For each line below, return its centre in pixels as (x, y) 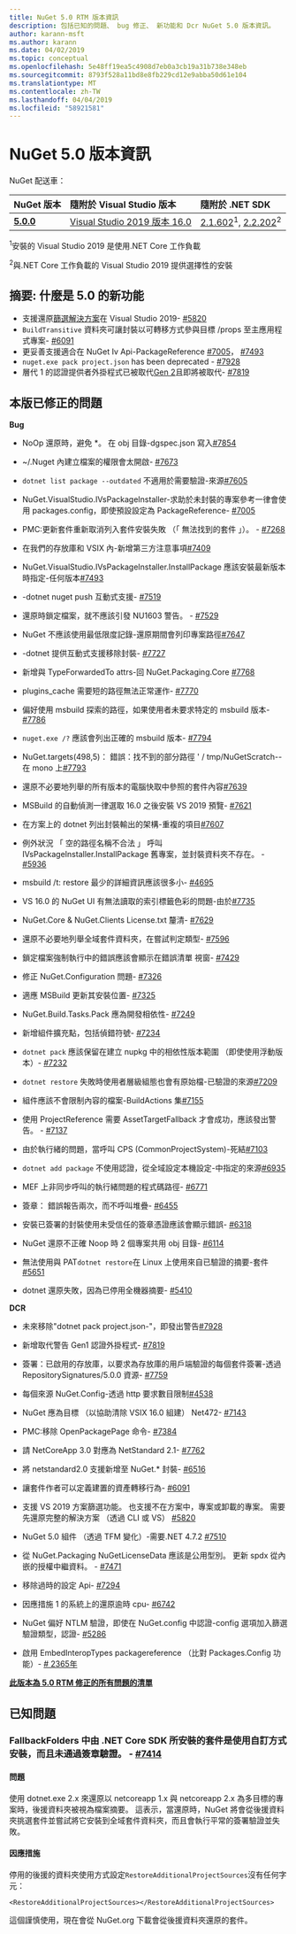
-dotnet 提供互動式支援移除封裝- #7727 (94, 654)
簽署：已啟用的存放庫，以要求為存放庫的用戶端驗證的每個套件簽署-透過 (152, 1364)
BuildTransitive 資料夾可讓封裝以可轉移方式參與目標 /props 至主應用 (148, 329)
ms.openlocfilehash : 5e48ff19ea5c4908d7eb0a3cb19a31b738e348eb (128, 67)
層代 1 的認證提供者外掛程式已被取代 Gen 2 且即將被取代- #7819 (136, 372)
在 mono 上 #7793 (54, 768)
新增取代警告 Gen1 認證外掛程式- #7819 (93, 1345)
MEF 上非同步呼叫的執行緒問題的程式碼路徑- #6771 (114, 1187)
